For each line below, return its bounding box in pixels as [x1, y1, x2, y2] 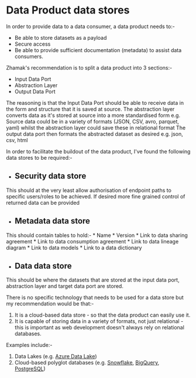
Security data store [14, 171, 87, 181]
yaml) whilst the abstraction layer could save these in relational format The [6, 124, 186, 131]
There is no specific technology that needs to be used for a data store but [6, 294, 184, 301]
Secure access [14, 40, 51, 47]
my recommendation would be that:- [6, 300, 94, 307]
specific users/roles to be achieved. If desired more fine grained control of [6, 193, 185, 200]
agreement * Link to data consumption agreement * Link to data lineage [6, 238, 179, 245]
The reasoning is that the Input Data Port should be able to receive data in [6, 99, 184, 106]
